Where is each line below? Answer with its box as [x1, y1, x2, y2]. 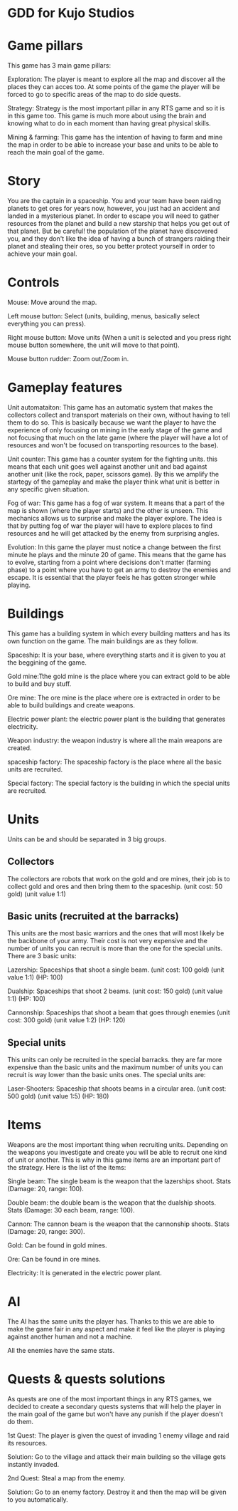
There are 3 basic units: [7, 952, 77, 960]
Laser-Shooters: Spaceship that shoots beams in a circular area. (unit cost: [7, 1084, 227, 1093]
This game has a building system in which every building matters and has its [7, 629, 231, 638]
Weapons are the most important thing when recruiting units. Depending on [7, 1141, 229, 1149]
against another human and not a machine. [7, 1332, 133, 1341]
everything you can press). [7, 319, 87, 328]
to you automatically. [7, 1495, 69, 1504]
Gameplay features [7, 380, 123, 396]
